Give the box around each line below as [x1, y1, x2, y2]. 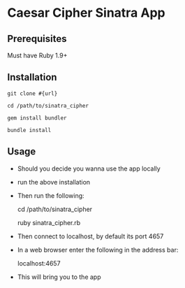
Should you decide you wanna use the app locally [17, 164, 161, 173]
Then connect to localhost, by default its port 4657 [17, 232, 164, 240]
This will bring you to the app [17, 273, 101, 281]
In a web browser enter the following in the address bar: [17, 245, 179, 254]
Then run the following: [17, 191, 85, 200]
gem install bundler [7, 114, 68, 122]
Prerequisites [7, 33, 67, 45]
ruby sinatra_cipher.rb [17, 218, 81, 226]
